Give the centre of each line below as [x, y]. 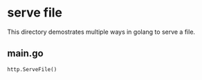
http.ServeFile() [32, 69]
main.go [25, 53]
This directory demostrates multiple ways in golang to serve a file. [101, 32]
